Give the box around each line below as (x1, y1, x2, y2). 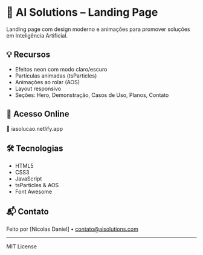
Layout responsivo (14, 85, 62, 92)
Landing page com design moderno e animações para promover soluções (6, 25, 190, 33)
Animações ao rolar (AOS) (14, 78, 80, 85)
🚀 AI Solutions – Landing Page (6, 5, 158, 19)
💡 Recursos (6, 50, 51, 60)
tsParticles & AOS (14, 182, 59, 189)
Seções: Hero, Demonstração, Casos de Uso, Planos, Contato (14, 91, 169, 99)
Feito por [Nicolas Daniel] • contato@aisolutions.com (6, 225, 139, 233)
